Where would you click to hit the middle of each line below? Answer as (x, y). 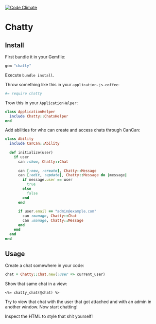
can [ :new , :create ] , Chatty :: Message (57, 171)
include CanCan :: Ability (35, 144)
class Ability (19, 139)
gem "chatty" (18, 66)
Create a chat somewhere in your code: (44, 266)
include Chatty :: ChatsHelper (39, 116)
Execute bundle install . (30, 75)
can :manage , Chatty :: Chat (50, 216)
